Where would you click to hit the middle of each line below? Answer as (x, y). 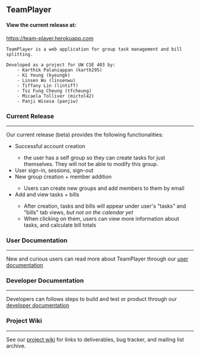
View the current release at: (41, 25)
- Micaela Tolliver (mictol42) (56, 96)
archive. (16, 346)
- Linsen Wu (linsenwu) (46, 80)
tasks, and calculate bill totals (60, 225)
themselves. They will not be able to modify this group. (91, 164)
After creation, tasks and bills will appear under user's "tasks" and (105, 206)
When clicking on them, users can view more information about (101, 218)
